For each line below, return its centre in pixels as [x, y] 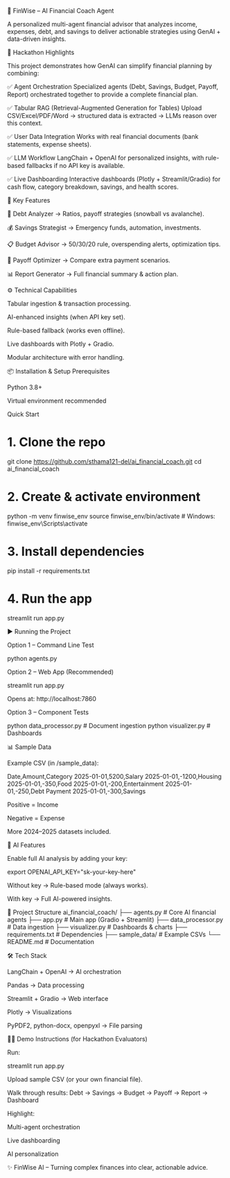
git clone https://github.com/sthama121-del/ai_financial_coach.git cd [105, 461]
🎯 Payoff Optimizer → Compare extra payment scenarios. [89, 260]
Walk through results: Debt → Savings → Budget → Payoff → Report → [108, 1093]
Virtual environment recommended [57, 401]
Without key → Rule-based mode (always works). [78, 885]
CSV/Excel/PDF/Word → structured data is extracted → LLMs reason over [112, 116]
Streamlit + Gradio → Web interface [58, 998]
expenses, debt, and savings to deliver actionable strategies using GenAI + [114, 32]
